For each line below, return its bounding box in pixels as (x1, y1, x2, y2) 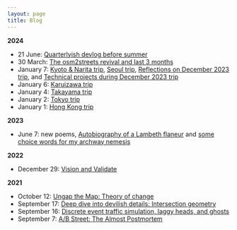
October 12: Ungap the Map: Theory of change (17, 192, 154, 200)
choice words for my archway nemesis (17, 137, 131, 145)
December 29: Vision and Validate (17, 164, 117, 173)
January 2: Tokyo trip (17, 95, 80, 103)
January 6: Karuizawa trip (17, 80, 93, 88)
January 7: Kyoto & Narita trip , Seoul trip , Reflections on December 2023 (17, 65, 230, 73)
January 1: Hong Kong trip (17, 102, 94, 111)
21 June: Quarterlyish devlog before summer (17, 50, 148, 59)
